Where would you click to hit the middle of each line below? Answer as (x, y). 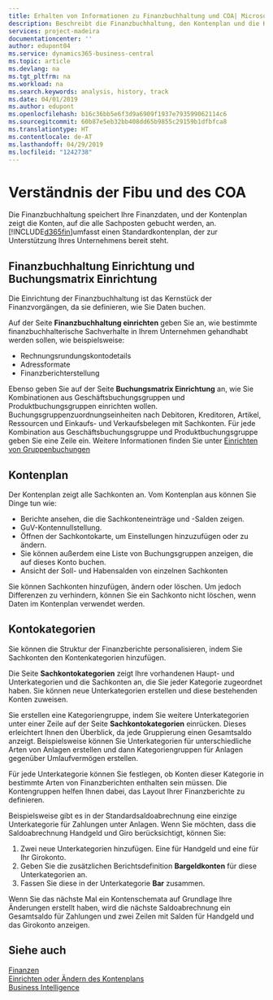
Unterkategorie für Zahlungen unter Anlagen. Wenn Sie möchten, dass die (132, 824)
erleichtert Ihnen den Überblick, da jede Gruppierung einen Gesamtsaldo (130, 732)
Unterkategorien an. (54, 874)
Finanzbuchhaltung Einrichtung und (102, 266)
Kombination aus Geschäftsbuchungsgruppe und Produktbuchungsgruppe (133, 433)
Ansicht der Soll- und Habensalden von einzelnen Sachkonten (124, 571)
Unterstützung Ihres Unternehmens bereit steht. (89, 241)
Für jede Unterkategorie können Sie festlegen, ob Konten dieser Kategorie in (136, 774)
